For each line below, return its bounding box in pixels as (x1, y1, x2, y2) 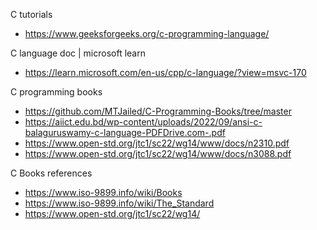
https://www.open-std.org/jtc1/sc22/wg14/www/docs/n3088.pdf (24, 148, 292, 159)
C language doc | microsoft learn (10, 47, 146, 59)
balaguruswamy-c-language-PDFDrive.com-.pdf (24, 127, 226, 138)
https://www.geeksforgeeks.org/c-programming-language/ (24, 28, 270, 39)
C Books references (10, 167, 93, 179)
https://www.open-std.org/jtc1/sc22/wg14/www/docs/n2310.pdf (24, 137, 290, 149)
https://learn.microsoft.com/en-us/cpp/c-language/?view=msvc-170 (24, 67, 307, 78)
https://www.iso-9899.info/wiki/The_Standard (24, 197, 215, 209)
